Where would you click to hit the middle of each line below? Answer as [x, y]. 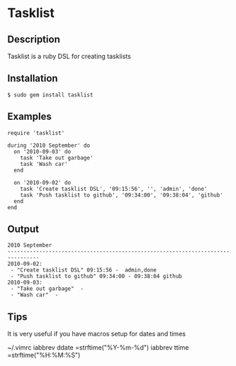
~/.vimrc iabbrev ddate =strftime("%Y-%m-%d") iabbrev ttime [98, 348]
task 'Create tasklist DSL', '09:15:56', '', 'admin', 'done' [114, 189]
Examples [29, 117]
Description [34, 39]
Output [23, 229]
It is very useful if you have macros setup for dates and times [97, 334]
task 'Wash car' [44, 164]
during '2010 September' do [49, 145]
